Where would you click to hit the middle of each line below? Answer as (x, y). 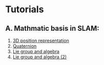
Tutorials (25, 9)
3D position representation (41, 40)
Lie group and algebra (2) (40, 57)
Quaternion (25, 46)
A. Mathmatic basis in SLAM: (53, 28)
